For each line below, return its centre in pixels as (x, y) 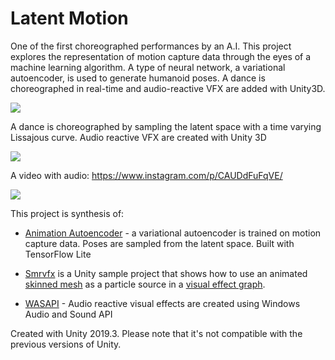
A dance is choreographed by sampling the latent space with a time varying (166, 126)
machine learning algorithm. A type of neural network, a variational (148, 67)
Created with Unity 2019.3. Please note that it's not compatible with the (156, 333)
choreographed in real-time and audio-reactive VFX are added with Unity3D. (168, 88)
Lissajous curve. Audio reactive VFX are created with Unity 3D (138, 137)
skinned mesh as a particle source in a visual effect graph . (145, 284)
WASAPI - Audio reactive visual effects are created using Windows (162, 303)
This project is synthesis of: (67, 213)
